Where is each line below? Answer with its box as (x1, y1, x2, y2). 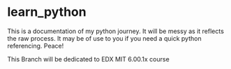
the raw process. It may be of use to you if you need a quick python (7, 34, 202, 42)
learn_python (7, 4, 87, 20)
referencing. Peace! (7, 41, 64, 50)
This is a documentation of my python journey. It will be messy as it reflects (7, 27, 225, 35)
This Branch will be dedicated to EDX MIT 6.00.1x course (7, 55, 170, 63)
